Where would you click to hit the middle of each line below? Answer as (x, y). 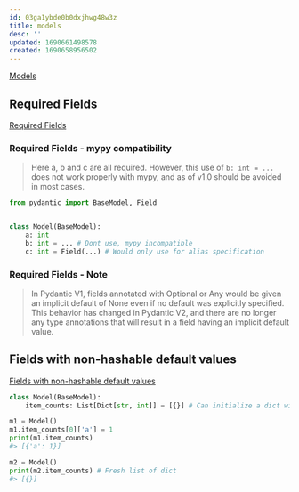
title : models (36, 26)
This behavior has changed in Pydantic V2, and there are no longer (154, 312)
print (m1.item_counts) (51, 438)
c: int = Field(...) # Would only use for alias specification (145, 251)
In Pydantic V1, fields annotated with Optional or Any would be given (156, 294)
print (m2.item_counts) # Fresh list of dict (93, 471)
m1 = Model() (33, 422)
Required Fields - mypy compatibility (90, 148)
